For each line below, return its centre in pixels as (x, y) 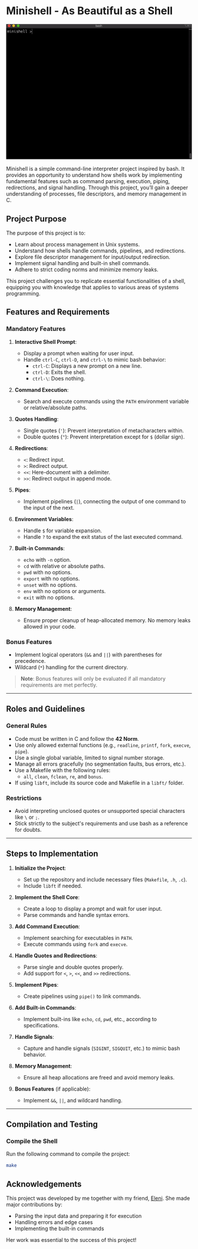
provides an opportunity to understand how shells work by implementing (94, 175)
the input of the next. (49, 508)
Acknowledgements (44, 1184)
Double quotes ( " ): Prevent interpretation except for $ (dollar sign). (104, 437)
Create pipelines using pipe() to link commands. (82, 996)
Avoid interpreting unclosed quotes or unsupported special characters (100, 811)
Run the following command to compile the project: (68, 1154)
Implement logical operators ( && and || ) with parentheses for (88, 655)
